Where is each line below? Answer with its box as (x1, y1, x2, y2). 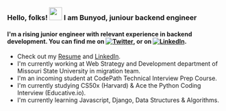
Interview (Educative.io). (16, 89, 86, 97)
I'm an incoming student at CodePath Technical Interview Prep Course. (16, 74, 218, 82)
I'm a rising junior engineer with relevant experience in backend (7, 29, 192, 38)
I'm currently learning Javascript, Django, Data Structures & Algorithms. (16, 96, 219, 104)
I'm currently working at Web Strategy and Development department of (16, 60, 218, 68)
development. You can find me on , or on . (7, 37, 187, 45)
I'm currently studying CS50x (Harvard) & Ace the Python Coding (16, 82, 201, 90)
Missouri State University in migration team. (16, 67, 141, 75)
